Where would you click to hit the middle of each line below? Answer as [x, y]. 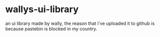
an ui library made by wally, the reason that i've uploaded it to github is [80, 23]
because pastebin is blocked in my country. [51, 28]
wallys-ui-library [42, 9]
